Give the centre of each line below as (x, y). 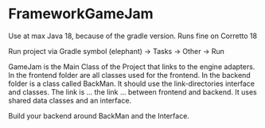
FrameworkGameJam (81, 14)
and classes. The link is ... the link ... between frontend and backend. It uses (132, 91)
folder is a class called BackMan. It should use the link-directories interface (131, 83)
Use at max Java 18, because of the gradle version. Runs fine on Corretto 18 (132, 36)
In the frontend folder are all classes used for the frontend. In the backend (129, 75)
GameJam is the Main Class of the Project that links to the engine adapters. (132, 66)
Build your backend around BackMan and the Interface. (99, 115)
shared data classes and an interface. (70, 100)
